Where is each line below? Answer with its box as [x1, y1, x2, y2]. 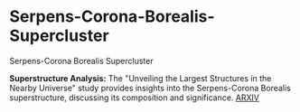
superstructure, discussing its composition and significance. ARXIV [9, 92, 260, 103]
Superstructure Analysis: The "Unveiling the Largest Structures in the [9, 72, 272, 83]
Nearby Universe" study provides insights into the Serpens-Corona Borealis [9, 82, 291, 93]
